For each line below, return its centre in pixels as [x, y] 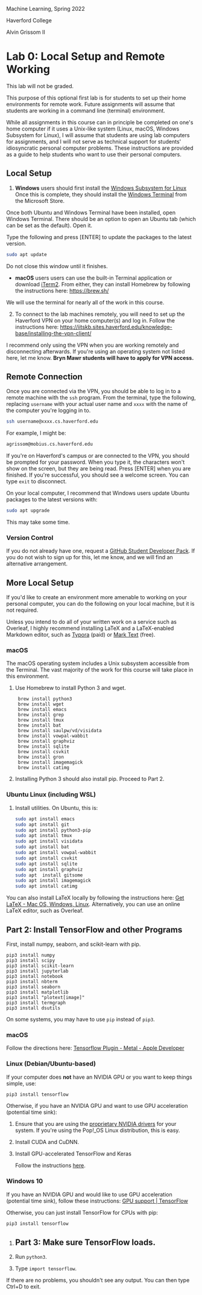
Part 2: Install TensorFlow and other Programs [94, 930]
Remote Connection [44, 377]
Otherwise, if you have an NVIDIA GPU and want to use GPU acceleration [97, 1106]
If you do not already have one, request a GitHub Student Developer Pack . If [101, 551]
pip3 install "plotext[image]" [46, 997]
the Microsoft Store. [40, 201]
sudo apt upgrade [28, 511]
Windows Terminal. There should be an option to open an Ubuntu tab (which [101, 219]
